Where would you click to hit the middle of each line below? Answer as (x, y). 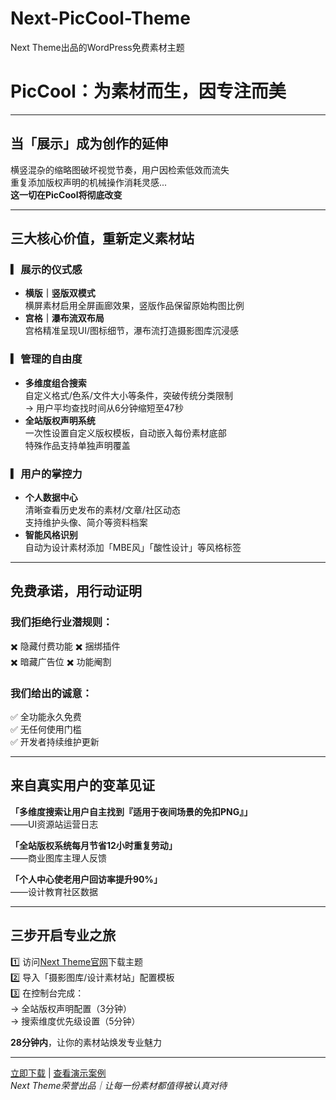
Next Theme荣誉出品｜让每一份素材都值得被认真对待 (119, 1085)
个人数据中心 (51, 497)
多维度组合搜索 (55, 383)
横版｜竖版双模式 (60, 293)
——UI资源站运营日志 (54, 824)
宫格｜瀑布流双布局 (64, 318)
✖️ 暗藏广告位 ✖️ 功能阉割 (61, 661)
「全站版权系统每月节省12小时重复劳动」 (94, 845)
